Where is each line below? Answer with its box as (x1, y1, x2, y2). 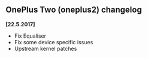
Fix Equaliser (14, 32, 46, 39)
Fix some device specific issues (14, 38, 93, 45)
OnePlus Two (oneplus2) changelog (5, 5, 142, 15)
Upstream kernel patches (14, 45, 77, 52)
